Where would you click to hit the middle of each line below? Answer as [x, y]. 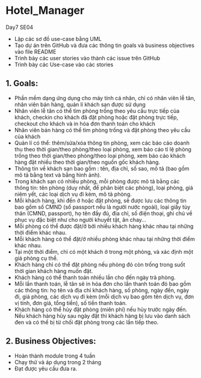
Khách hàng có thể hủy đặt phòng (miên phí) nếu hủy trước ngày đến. [101, 309]
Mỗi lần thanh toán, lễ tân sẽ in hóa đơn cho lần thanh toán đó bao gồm [103, 283]
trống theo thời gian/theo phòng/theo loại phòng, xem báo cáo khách [100, 156]
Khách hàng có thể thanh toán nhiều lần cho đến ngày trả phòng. [95, 277]
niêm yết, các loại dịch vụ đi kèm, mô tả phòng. [73, 194]
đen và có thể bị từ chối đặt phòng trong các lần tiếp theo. [86, 322]
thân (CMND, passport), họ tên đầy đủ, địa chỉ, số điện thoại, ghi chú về [103, 213]
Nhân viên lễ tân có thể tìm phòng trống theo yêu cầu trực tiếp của [97, 111]
